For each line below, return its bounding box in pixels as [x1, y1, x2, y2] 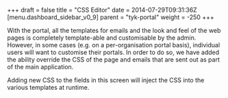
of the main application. [7, 63, 74, 71]
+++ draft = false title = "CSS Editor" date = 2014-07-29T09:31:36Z [7, 6, 197, 14]
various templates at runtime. [7, 84, 90, 91]
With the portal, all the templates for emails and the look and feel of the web [7, 27, 221, 34]
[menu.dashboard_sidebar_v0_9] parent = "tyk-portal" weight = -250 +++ [7, 13, 214, 21]
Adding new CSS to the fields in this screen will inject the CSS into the [7, 76, 205, 84]
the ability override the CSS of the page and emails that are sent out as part [7, 56, 220, 64]
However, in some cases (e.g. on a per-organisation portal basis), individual [7, 41, 220, 49]
